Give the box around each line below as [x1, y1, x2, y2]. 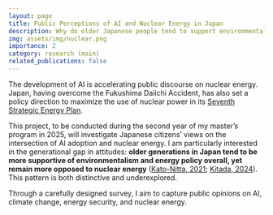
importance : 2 [8, 42, 57, 50]
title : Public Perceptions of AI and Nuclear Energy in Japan [8, 19, 223, 28]
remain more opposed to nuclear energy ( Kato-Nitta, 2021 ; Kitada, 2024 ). [8, 164, 258, 174]
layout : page [8, 11, 53, 20]
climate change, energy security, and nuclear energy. [8, 196, 187, 207]
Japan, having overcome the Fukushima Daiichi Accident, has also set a [8, 88, 249, 97]
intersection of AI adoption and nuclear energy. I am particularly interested [8, 138, 258, 148]
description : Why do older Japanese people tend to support [8, 27, 217, 35]
